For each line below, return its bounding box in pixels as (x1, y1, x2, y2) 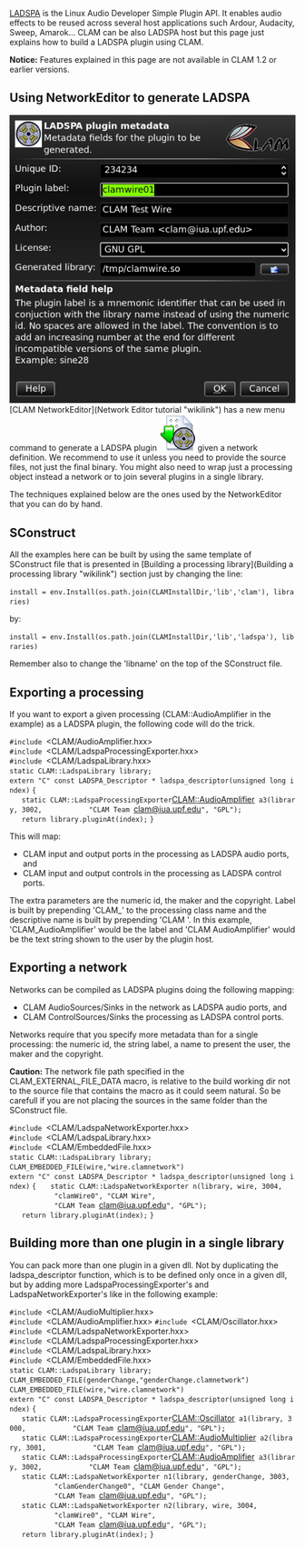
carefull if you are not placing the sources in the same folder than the (9, 1094, 268, 1105)
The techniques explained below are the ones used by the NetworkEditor (9, 489, 282, 500)
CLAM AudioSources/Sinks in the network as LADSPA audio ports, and (22, 1002, 288, 1013)
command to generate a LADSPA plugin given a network (9, 443, 259, 454)
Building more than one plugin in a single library (9, 1235, 285, 1251)
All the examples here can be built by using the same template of (9, 549, 252, 560)
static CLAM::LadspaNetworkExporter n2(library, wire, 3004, (21, 1501, 258, 1510)
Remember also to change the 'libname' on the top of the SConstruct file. (9, 658, 283, 669)
